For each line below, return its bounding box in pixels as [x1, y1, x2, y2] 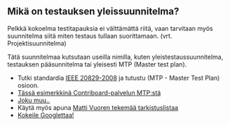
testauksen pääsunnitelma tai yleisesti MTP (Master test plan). [7, 59, 187, 69]
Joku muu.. [17, 96, 50, 104]
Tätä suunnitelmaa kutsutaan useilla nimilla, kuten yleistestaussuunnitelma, [7, 52, 224, 61]
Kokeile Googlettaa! [17, 111, 74, 119]
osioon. [17, 80, 40, 90]
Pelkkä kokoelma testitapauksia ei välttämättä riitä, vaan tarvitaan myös [7, 24, 213, 32]
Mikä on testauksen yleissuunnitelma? [7, 6, 180, 17]
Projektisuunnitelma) [7, 38, 67, 48]
